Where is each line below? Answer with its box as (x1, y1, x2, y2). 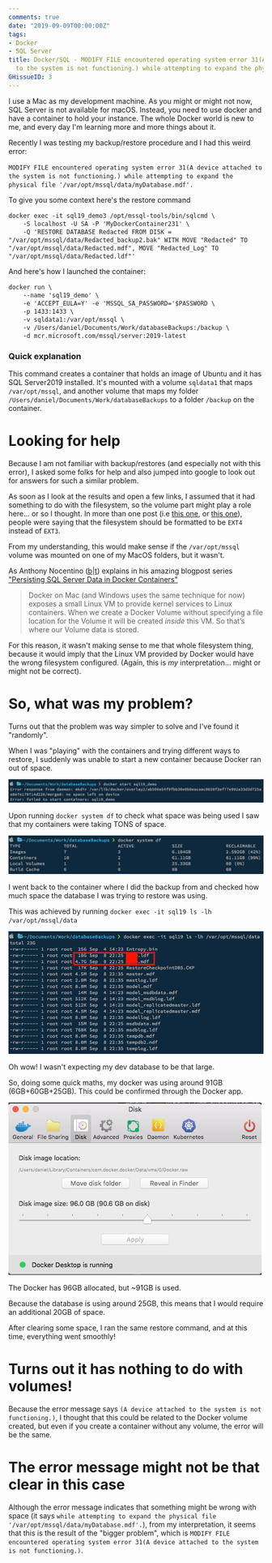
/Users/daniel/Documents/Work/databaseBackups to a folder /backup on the (8, 395, 255, 405)
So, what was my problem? (8, 695, 193, 713)
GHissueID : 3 (8, 73, 53, 81)
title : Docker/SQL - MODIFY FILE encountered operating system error (8, 56, 249, 64)
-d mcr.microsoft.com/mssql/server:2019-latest (23, 332, 186, 340)
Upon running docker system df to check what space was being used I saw (8, 811, 260, 820)
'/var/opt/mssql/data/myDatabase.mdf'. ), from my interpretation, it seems (8, 1519, 257, 1529)
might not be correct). (8, 666, 82, 676)
